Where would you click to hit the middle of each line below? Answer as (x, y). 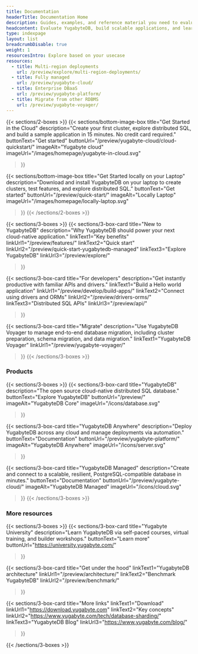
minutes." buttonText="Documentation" (54, 480)
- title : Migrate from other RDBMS (55, 99)
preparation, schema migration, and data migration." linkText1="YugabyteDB (98, 339)
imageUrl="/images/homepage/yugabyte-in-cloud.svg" (74, 153)
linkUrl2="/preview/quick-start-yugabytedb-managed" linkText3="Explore (96, 249)
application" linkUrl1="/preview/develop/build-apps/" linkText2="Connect (95, 290)
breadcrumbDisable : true (37, 45)
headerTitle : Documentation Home (47, 17)
